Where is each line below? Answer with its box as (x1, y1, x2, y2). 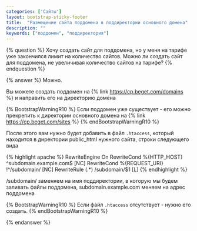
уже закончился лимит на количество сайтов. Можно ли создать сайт (6, 53, 183, 60)
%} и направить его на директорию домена (6, 95, 116, 102)
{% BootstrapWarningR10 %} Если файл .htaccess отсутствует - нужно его (6, 201, 191, 209)
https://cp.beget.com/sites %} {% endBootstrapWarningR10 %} (6, 118, 160, 125)
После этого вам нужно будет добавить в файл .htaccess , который (6, 130, 174, 137)
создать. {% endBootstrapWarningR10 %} (6, 207, 108, 215)
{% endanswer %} (6, 219, 51, 226)
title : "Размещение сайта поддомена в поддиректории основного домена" (6, 19, 188, 25)
